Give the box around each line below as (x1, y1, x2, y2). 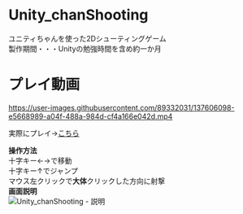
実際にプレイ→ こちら (8, 128, 80, 138)
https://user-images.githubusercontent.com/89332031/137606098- (8, 103, 235, 112)
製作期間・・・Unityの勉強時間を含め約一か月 (8, 43, 162, 54)
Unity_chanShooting (8, 6, 149, 24)
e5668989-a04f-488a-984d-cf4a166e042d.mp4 (8, 111, 173, 121)
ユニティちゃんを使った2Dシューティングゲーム (8, 33, 167, 43)
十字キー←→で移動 (8, 155, 72, 165)
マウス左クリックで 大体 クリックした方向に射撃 (8, 176, 165, 186)
